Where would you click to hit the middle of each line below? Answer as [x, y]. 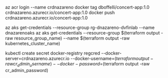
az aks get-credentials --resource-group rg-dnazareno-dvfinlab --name [80, 27]
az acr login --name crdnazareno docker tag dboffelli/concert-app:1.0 [77, 7]
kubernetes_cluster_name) [33, 43]
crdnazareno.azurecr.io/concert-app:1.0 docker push [60, 12]
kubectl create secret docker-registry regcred [53, 53]
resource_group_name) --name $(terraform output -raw [72, 38]
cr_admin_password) [27, 70]
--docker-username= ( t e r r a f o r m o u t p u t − [112, 58]
